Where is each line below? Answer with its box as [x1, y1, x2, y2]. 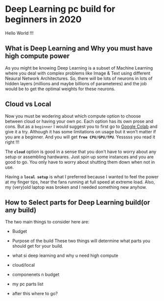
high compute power [5, 52, 70, 60]
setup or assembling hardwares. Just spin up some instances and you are [5, 153, 154, 160]
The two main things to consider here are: [5, 219, 90, 225]
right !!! [5, 139, 20, 145]
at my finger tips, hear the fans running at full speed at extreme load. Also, [5, 179, 155, 185]
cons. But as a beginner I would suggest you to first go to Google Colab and [5, 124, 158, 129]
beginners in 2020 [5, 14, 82, 25]
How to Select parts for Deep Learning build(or [5, 198, 150, 206]
